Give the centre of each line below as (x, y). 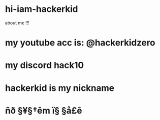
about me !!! (17, 23)
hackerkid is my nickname (60, 88)
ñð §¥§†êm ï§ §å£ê (44, 110)
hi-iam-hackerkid (42, 9)
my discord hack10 (45, 65)
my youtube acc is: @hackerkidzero (80, 43)
